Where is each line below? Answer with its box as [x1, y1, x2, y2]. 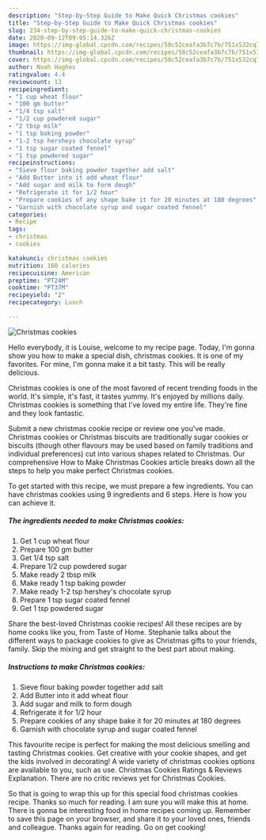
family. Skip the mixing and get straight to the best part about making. [8, 643, 236, 654]
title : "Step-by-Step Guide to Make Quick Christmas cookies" [8, 19, 218, 27]
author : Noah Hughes [8, 63, 77, 71]
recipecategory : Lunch [8, 299, 83, 307]
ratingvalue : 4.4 [8, 71, 66, 78]
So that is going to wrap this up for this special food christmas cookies [8, 788, 238, 798]
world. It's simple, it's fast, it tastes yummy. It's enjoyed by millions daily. [8, 391, 245, 401]
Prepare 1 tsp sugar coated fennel [19, 595, 131, 605]
